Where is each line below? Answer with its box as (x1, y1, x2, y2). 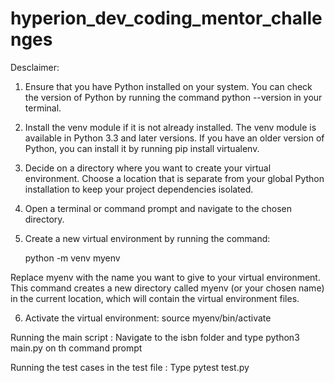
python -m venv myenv (24, 252, 121, 264)
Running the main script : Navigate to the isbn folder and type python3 (10, 331, 300, 343)
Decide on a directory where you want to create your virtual (24, 162, 272, 174)
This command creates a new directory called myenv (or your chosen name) (10, 282, 325, 294)
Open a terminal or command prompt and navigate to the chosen (24, 202, 293, 214)
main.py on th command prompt (10, 342, 143, 354)
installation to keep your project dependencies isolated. (24, 183, 254, 195)
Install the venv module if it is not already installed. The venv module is (24, 121, 317, 133)
